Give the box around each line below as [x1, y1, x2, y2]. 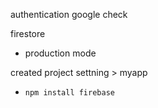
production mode [24, 47, 97, 59]
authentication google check [10, 9, 128, 20]
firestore [10, 28, 46, 39]
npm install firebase [24, 88, 115, 98]
